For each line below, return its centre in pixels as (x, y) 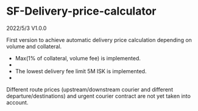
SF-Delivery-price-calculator (81, 11)
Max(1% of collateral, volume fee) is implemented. (78, 58)
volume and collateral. (34, 46)
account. (17, 102)
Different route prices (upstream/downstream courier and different (90, 89)
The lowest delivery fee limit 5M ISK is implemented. (81, 71)
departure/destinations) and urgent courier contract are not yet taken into (98, 96)
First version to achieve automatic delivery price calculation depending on (99, 40)
